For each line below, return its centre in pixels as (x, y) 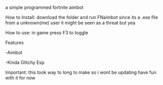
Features (15, 42)
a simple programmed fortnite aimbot (44, 7)
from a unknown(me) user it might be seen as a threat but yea (70, 23)
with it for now (20, 78)
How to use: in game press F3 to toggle (47, 33)
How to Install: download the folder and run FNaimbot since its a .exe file (82, 17)
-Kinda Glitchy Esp (25, 62)
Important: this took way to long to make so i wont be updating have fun (81, 72)
